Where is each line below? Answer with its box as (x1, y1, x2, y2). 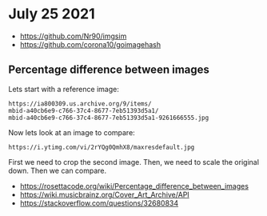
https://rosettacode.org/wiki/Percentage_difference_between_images (19, 181, 249, 190)
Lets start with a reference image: (8, 84, 120, 94)
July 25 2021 (8, 5, 96, 23)
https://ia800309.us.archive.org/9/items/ (8, 99, 152, 108)
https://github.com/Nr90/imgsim (19, 31, 127, 41)
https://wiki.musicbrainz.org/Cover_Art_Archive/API (19, 190, 189, 199)
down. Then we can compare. (8, 166, 107, 175)
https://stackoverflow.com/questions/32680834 (19, 198, 179, 208)
